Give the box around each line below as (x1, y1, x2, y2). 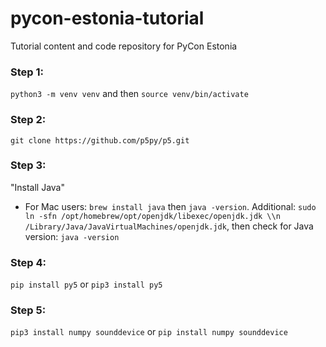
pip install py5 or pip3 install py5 (10, 278, 163, 291)
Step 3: (10, 158, 47, 172)
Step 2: (10, 113, 47, 127)
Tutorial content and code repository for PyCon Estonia (10, 40, 238, 52)
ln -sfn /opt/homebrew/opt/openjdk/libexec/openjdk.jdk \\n (24, 211, 281, 221)
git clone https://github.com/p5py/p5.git (10, 135, 190, 146)
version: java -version (24, 230, 120, 242)
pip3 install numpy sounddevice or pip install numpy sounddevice (10, 326, 288, 338)
